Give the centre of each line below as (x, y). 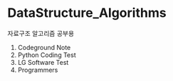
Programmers (38, 70)
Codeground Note (44, 47)
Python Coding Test (47, 55)
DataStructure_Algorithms (87, 13)
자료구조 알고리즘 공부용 (41, 33)
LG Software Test (43, 62)
